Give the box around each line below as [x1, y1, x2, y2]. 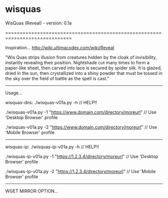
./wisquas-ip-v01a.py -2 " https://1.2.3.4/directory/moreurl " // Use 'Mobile [5, 168, 156, 174]
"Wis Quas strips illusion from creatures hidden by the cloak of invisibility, [5, 54, 157, 60]
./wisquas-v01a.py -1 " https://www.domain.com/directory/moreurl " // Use [5, 109, 156, 115]
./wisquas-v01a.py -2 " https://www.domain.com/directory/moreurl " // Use [5, 124, 157, 130]
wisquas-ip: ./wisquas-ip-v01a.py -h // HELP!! [5, 144, 99, 150]
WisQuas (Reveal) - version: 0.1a [5, 20, 72, 26]
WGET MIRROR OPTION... [5, 188, 58, 194]
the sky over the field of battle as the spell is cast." [5, 75, 109, 81]
